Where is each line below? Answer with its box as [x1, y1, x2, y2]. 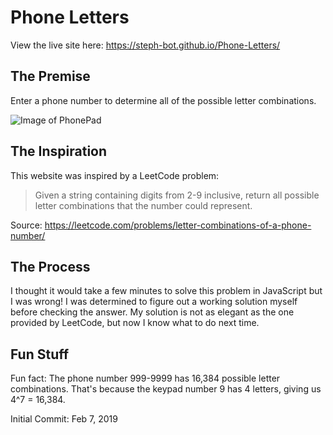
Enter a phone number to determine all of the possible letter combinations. [10, 94, 317, 106]
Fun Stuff [10, 346, 70, 363]
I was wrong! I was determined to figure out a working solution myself [10, 296, 298, 308]
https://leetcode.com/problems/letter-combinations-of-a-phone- [44, 219, 312, 231]
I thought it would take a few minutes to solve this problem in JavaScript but [10, 285, 323, 297]
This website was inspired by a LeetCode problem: [10, 169, 220, 181]
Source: [10, 219, 43, 231]
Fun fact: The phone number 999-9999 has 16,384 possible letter [10, 372, 281, 385]
